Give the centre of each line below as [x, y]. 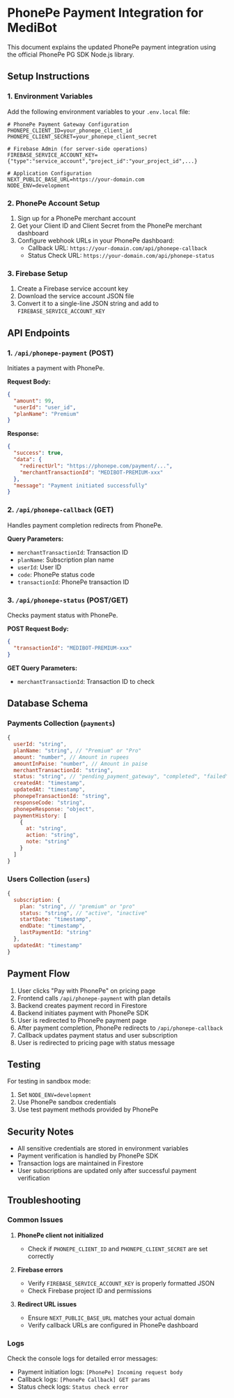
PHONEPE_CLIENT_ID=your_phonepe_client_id [70, 131]
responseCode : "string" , [49, 802]
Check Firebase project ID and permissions [89, 1290]
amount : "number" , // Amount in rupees [71, 757]
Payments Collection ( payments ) [61, 723]
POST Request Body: [38, 628]
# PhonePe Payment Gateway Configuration [68, 124]
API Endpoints [39, 333]
